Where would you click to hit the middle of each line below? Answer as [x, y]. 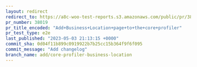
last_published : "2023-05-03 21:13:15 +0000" [62, 38]
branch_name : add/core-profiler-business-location [69, 55]
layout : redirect [27, 11]
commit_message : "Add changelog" [46, 50]
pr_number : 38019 [27, 22]
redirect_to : [21, 17]
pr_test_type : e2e [28, 33]
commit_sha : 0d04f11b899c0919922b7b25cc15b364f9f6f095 [74, 44]
